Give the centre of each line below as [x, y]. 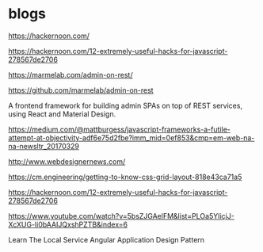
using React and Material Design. [62, 114]
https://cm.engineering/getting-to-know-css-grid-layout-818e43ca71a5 [125, 177]
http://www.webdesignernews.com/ [67, 161]
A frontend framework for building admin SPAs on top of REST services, [126, 105]
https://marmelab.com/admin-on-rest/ [71, 74]
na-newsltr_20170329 [44, 146]
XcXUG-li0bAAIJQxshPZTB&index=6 [68, 224]
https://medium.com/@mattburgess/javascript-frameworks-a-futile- [120, 129]
